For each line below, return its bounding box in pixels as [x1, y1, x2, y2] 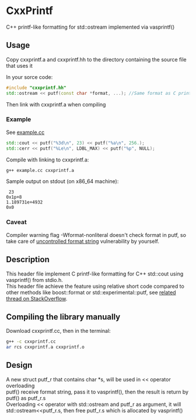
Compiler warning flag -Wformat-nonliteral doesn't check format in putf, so [6, 231, 187, 238]
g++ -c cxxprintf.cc [6, 339, 57, 345]
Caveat [6, 218, 27, 226]
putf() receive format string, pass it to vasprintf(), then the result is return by [6, 388, 188, 395]
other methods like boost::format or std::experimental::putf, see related [6, 288, 176, 296]
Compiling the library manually [6, 312, 121, 322]
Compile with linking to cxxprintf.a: [6, 156, 89, 163]
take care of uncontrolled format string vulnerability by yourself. [6, 237, 159, 245]
